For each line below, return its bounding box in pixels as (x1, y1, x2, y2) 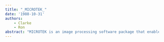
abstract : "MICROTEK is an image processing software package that (5, 29, 145, 34)
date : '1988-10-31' (5, 12, 45, 16)
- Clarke (14, 20, 32, 26)
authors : (5, 16, 23, 21)
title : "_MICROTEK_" (5, 7, 47, 12)
